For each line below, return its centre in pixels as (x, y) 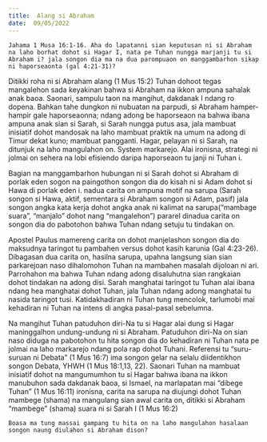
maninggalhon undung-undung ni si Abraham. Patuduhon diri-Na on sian (128, 331)
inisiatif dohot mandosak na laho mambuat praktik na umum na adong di (127, 132)
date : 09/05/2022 (39, 23)
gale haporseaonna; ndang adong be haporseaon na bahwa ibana (141, 115)
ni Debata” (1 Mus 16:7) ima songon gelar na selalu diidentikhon (137, 357)
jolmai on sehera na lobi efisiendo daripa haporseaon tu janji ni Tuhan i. (125, 158)
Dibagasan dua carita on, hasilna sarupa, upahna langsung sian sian (120, 256)
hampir (20, 115)
